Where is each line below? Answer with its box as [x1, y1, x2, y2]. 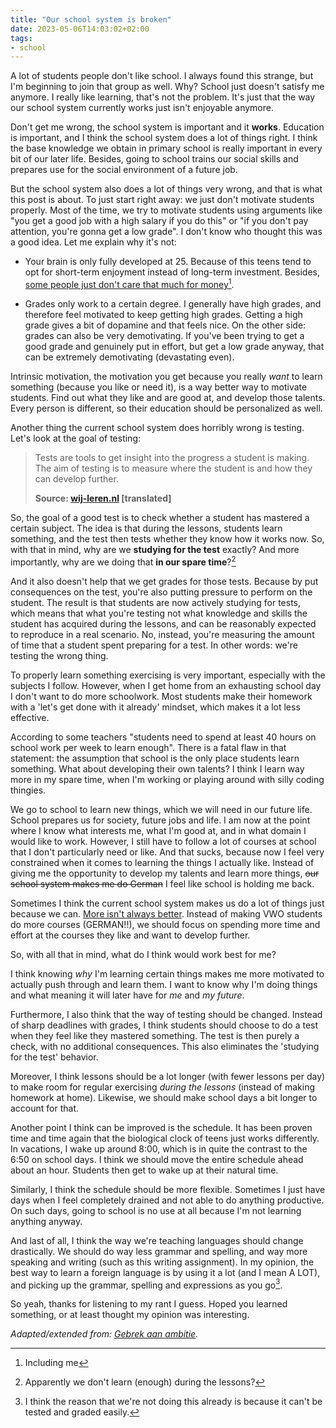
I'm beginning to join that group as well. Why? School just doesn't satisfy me [10, 81, 325, 93]
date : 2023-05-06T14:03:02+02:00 [10, 24, 150, 34]
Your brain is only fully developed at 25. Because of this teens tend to [24, 256, 312, 268]
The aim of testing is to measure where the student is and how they [34, 462, 313, 474]
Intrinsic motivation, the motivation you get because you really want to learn [10, 370, 323, 382]
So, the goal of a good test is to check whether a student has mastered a [10, 511, 310, 523]
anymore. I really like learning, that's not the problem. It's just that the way [10, 91, 316, 103]
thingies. [10, 784, 47, 796]
